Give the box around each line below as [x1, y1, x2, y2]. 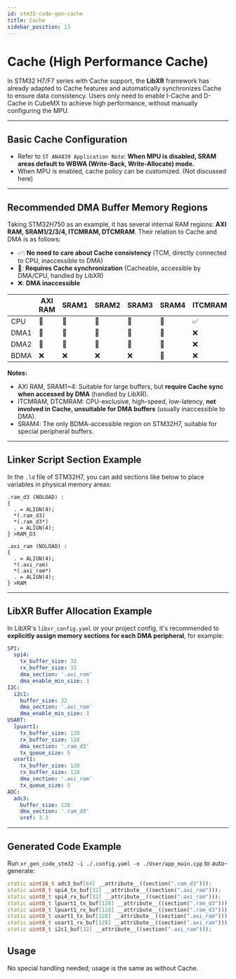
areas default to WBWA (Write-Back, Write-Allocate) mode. [17, 159, 195, 168]
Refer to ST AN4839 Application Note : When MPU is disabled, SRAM [17, 152, 216, 161]
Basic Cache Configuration [7, 133, 128, 145]
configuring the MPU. [7, 107, 70, 115]
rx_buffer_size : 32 [20, 665, 77, 672]
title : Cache [7, 17, 46, 24]
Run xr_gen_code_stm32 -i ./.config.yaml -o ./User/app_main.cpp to [7, 859, 211, 867]
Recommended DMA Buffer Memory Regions [7, 201, 209, 213]
